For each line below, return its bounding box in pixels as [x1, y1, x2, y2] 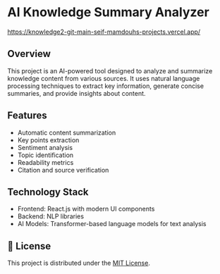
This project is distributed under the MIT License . [7, 259, 150, 268]
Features [7, 110, 47, 122]
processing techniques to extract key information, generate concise [7, 82, 204, 90]
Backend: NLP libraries [17, 212, 85, 220]
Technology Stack [7, 186, 89, 198]
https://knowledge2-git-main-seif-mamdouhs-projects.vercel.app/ [7, 27, 201, 36]
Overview [7, 48, 51, 60]
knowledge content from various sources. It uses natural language [7, 74, 200, 82]
